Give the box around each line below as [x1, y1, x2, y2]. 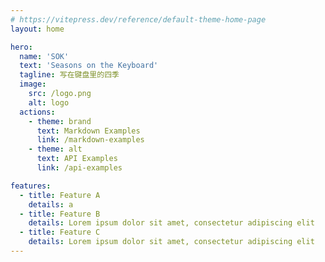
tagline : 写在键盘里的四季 [19, 70, 120, 80]
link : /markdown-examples [36, 135, 145, 145]
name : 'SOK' [19, 51, 70, 61]
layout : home [10, 24, 65, 34]
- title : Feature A [19, 190, 101, 200]
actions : [19, 107, 56, 117]
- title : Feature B [19, 209, 101, 219]
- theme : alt [28, 144, 83, 155]
